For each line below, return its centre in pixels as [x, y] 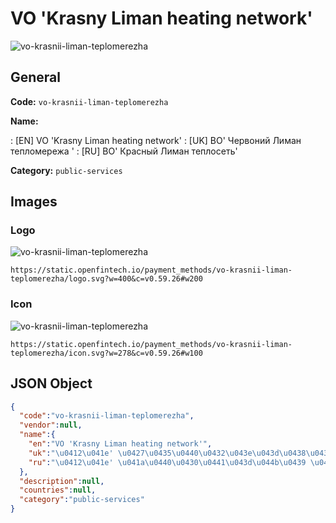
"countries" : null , [58, 490]
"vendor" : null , [51, 425]
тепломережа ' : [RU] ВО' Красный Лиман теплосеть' [124, 151]
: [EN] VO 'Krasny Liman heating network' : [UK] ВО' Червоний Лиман [156, 140]
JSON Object [51, 383]
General [36, 77]
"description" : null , [62, 481]
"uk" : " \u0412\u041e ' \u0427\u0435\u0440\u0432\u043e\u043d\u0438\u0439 [180, 453]
